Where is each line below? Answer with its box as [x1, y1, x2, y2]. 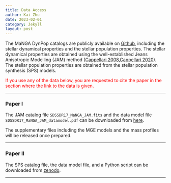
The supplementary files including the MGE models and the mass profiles [5, 127, 159, 133]
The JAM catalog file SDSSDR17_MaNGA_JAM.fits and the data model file [5, 112, 152, 118]
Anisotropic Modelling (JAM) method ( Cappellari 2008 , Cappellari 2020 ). [5, 57, 157, 63]
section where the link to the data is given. [5, 83, 94, 89]
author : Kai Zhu [5, 12, 40, 17]
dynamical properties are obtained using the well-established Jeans [5, 51, 148, 58]
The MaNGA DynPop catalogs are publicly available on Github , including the [5, 40, 165, 46]
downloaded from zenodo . [5, 167, 61, 173]
